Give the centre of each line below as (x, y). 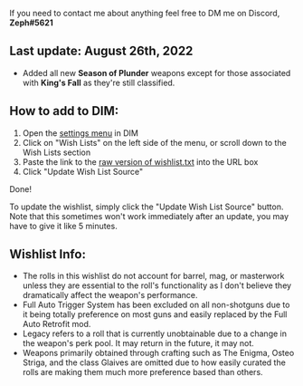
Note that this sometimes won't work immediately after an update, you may (149, 216)
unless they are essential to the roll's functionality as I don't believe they (157, 285)
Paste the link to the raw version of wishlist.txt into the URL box (140, 161)
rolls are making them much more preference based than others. (143, 372)
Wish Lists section (57, 152)
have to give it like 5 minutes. (63, 226)
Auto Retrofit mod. (57, 324)
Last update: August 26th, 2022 (101, 51)
